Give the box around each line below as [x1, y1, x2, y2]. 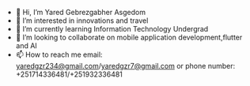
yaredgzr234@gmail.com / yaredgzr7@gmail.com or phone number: [15, 62, 236, 70]
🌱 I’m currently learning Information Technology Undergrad [15, 24, 209, 33]
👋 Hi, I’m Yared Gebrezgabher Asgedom [15, 8, 146, 17]
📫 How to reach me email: [15, 50, 103, 59]
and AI [15, 41, 37, 50]
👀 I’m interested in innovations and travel [15, 16, 149, 25]
